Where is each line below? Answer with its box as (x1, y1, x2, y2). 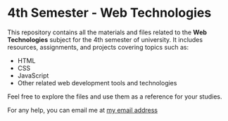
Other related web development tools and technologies (17, 78, 177, 87)
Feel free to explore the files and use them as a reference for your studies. (7, 92, 222, 101)
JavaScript (17, 71, 49, 80)
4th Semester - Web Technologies (7, 5, 212, 21)
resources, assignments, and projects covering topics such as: (7, 43, 189, 51)
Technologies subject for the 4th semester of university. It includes (7, 35, 203, 43)
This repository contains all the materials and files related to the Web (7, 28, 208, 36)
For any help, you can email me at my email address (7, 106, 158, 114)
